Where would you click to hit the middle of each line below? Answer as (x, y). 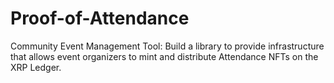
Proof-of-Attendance (100, 18)
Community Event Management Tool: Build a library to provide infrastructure (167, 46)
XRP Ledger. (36, 67)
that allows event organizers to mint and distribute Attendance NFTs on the (164, 56)
